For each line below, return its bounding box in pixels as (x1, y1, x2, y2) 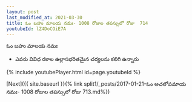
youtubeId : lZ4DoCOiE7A (6, 25, 67, 32)
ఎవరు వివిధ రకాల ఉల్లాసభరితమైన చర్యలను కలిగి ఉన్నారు (15, 56, 139, 63)
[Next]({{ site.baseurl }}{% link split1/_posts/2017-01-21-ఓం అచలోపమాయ (6, 80, 187, 88)
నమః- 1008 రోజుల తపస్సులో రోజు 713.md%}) (6, 88, 110, 95)
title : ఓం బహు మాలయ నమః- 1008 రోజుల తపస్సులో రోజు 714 (6, 20, 148, 26)
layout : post (6, 8, 39, 15)
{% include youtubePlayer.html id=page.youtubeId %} (6, 69, 141, 76)
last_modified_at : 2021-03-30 (6, 14, 83, 21)
